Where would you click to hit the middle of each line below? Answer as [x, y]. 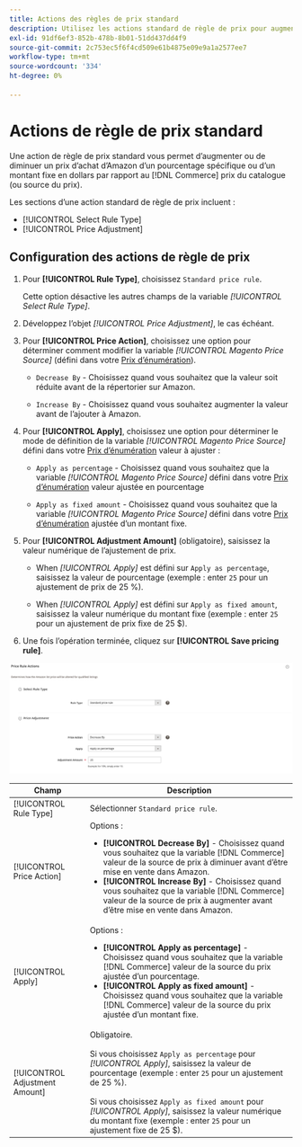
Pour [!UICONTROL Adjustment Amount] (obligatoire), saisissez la [146, 540]
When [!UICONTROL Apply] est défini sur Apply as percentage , [152, 567]
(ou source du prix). [46, 184]
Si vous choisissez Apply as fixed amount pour [177, 1102]
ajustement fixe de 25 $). [136, 1130]
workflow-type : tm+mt [50, 57]
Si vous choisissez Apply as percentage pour [173, 1054]
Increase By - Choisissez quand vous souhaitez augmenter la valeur [162, 404]
